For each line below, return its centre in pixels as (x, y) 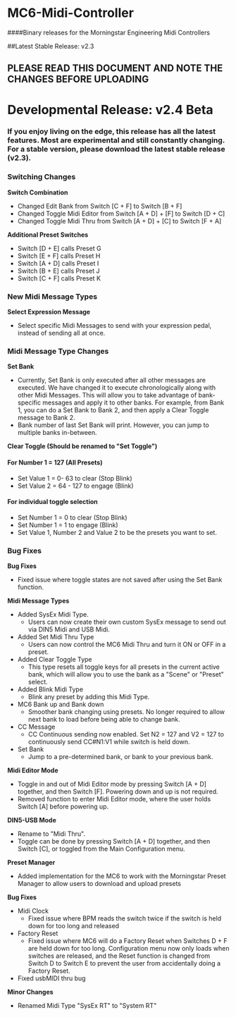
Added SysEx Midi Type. (53, 615)
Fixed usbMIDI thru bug (51, 978)
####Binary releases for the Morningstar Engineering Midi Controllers (108, 32)
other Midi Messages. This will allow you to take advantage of (107, 395)
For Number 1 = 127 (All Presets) (55, 462)
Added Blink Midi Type (50, 689)
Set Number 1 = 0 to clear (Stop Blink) (73, 517)
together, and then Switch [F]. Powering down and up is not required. (118, 791)
